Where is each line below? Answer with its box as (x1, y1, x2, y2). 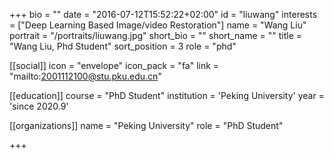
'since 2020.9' (9, 100, 69, 112)
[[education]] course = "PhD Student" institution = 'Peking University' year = (9, 90, 325, 101)
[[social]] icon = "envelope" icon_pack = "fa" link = (9, 60, 220, 71)
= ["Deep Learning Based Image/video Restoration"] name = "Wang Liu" (9, 19, 307, 31)
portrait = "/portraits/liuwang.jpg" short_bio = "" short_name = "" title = (9, 30, 302, 41)
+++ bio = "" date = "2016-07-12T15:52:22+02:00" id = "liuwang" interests (9, 9, 318, 20)
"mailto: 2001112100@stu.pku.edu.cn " (9, 70, 162, 82)
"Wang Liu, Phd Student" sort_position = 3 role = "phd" (9, 40, 237, 52)
